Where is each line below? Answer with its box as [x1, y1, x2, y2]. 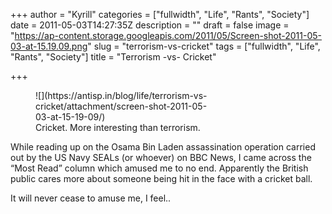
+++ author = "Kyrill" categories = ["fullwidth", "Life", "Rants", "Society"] [10, 9, 310, 20]
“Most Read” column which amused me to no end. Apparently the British [10, 162, 309, 174]
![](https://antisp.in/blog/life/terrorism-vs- [35, 90, 208, 101]
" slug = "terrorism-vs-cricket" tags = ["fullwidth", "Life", [87, 40, 321, 52]
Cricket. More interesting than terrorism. [35, 122, 201, 133]
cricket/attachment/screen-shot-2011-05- [35, 100, 208, 112]
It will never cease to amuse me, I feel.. [10, 192, 172, 204]
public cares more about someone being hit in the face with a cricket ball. [10, 173, 313, 184]
